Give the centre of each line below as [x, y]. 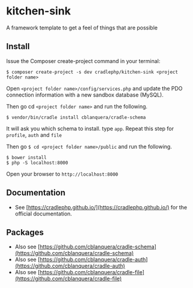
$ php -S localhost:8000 [37, 163]
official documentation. [43, 214]
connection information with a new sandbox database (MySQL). [85, 95]
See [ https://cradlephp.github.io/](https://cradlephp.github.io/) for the [101, 207]
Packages [25, 232]
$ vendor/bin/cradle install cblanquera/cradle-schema [76, 117]
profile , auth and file [34, 135]
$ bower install [26, 157]
